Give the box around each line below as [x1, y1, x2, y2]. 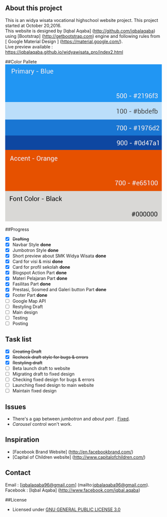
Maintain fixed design [12, 388, 57, 394]
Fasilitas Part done [12, 281, 51, 287]
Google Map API [12, 298, 46, 304]
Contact [5, 469, 31, 477]
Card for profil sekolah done [12, 264, 71, 270]
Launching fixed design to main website [12, 382, 94, 388]
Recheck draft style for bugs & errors [12, 354, 88, 360]
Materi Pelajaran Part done [12, 275, 68, 281]
